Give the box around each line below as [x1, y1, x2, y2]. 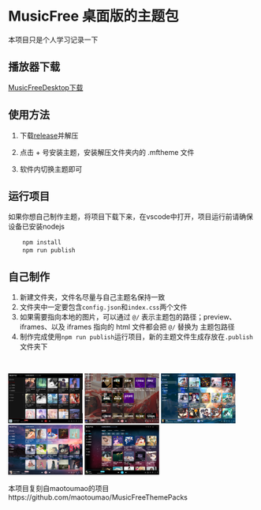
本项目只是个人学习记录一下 [8, 35, 99, 44]
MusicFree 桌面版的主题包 [8, 7, 179, 25]
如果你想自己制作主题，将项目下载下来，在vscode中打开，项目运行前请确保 [8, 212, 254, 221]
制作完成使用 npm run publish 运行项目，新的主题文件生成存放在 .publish [19, 332, 254, 342]
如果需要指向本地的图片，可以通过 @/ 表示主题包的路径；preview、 [19, 312, 237, 322]
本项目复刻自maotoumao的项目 [8, 483, 110, 493]
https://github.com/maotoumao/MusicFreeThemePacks [8, 492, 188, 502]
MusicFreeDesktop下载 [8, 82, 84, 92]
